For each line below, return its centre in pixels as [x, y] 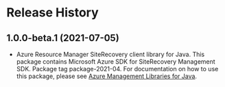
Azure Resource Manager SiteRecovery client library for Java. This [110, 54]
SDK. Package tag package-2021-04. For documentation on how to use [117, 69]
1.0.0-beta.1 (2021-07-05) [63, 38]
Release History [52, 13]
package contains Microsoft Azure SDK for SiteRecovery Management [116, 62]
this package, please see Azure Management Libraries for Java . [106, 76]
